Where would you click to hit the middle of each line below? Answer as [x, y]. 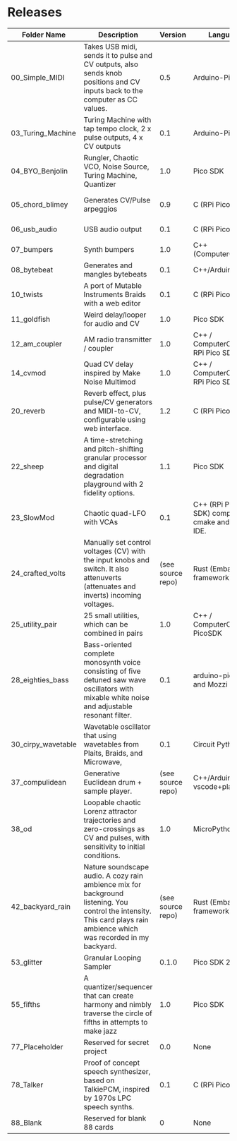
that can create [109, 996]
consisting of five [112, 671]
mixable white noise [116, 697]
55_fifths [26, 1004]
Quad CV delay [109, 364]
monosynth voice [112, 662]
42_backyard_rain [41, 906]
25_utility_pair [34, 624]
